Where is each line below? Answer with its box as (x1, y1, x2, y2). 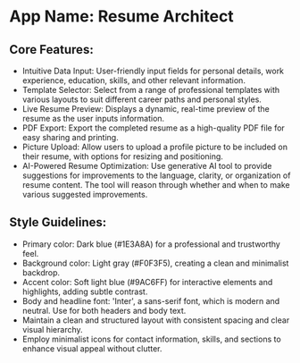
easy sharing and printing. (21, 132, 119, 142)
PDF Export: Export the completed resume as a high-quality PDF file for (21, 122, 286, 133)
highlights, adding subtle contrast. (21, 286, 148, 297)
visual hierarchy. (21, 324, 83, 334)
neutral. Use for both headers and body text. (21, 305, 187, 316)
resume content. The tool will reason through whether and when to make (21, 180, 290, 190)
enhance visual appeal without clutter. (21, 342, 162, 354)
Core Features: (9, 42, 94, 57)
